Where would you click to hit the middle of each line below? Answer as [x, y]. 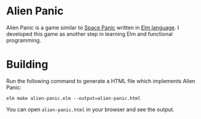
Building [27, 65]
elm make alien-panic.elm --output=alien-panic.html [73, 98]
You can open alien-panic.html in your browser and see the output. [91, 109]
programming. [24, 40]
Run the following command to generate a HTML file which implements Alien [101, 81]
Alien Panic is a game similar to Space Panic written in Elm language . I [93, 28]
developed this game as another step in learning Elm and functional [89, 33]
